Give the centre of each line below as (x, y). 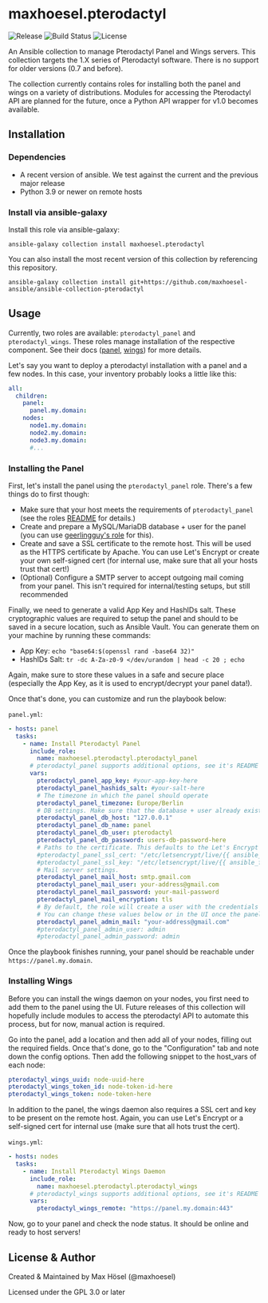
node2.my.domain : (58, 433)
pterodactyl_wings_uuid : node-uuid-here (77, 1079)
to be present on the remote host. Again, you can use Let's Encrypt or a (126, 1118)
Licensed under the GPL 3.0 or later (67, 1292)
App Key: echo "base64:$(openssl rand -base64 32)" (107, 651)
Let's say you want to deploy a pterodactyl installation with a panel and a (128, 365)
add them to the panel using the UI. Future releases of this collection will (127, 1007)
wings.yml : (26, 1142)
